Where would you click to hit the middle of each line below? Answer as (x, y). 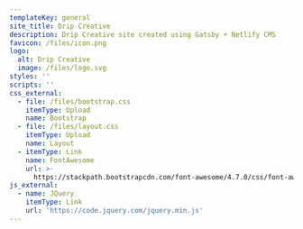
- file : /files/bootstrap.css (74, 101)
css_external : (36, 93)
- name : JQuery (46, 194)
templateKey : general (50, 18)
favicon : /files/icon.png (58, 43)
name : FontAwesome (60, 160)
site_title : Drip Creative (60, 26)
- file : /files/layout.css (68, 127)
